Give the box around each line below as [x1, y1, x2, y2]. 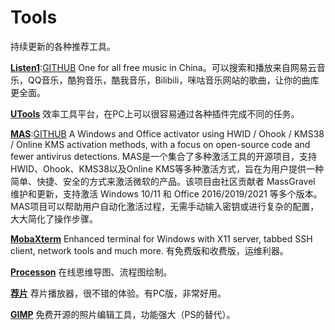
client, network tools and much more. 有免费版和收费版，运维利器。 [10, 244, 289, 256]
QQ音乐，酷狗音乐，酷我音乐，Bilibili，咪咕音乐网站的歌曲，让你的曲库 [27, 74, 320, 86]
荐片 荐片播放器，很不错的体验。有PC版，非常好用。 [10, 287, 227, 299]
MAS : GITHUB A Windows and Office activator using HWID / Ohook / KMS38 [10, 127, 325, 140]
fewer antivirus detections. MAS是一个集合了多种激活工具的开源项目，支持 [10, 150, 318, 162]
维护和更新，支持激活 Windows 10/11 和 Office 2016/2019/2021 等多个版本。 [10, 187, 323, 200]
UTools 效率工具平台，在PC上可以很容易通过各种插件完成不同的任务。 [10, 107, 300, 120]
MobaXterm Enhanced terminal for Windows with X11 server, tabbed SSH [10, 232, 313, 245]
